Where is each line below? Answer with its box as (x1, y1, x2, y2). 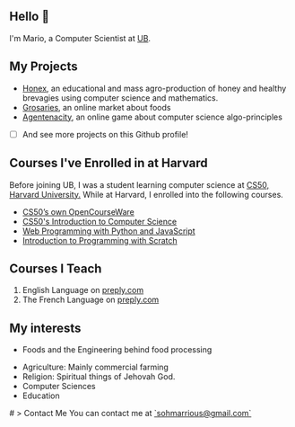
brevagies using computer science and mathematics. (22, 92, 219, 103)
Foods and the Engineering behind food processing (22, 344, 213, 355)
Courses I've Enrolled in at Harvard (9, 156, 208, 171)
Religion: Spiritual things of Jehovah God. (22, 371, 176, 382)
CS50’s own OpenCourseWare (22, 206, 134, 217)
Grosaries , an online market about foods (22, 102, 171, 112)
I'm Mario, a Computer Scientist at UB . (9, 32, 151, 43)
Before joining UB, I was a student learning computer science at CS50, (9, 179, 270, 190)
